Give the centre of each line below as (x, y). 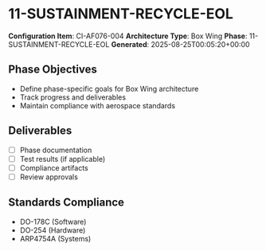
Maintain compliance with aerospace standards (98, 105)
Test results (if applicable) (63, 159)
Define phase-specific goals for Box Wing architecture (109, 88)
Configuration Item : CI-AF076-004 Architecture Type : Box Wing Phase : (128, 36)
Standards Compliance (66, 203)
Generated (129, 44)
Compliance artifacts (54, 167)
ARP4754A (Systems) (55, 238)
